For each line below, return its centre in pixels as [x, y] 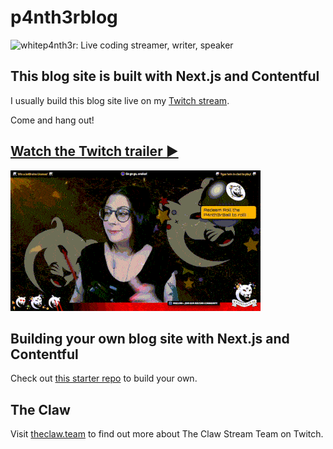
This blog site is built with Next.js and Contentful [165, 76]
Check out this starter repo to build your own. [104, 378]
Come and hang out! [52, 120]
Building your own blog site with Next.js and [150, 338]
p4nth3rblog [64, 17]
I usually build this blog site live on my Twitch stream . [120, 100]
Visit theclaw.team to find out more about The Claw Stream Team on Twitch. [167, 434]
